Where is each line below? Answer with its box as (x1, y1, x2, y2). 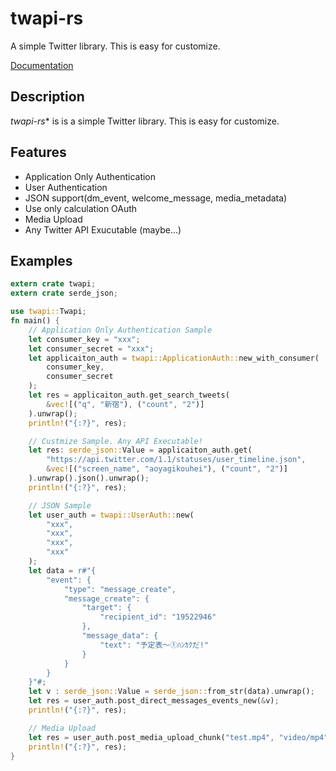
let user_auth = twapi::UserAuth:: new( (28, 510, 195, 520)
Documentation (10, 59, 74, 71)
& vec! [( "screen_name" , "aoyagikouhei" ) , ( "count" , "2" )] (46, 464, 289, 474)
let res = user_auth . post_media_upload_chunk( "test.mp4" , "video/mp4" (28, 732, 329, 742)
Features (10, 144, 67, 161)
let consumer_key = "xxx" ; (28, 334, 141, 344)
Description (10, 88, 85, 106)
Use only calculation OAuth (24, 202, 138, 214)
